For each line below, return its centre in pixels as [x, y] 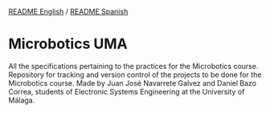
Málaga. [22, 100]
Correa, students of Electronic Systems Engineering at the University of [127, 91]
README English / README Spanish [68, 12]
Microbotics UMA [68, 44]
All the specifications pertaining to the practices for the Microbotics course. [133, 66]
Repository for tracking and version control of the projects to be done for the [135, 75]
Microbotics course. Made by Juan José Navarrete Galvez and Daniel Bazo [133, 83]
